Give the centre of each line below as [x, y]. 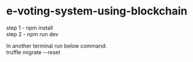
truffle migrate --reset [33, 52]
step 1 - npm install [29, 28]
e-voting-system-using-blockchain [97, 11]
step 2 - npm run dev [32, 34]
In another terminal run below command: [57, 46]
